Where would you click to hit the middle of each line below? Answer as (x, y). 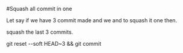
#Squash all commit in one (39, 9)
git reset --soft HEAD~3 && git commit (54, 44)
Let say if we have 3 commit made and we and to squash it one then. (92, 20)
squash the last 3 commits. (40, 32)
